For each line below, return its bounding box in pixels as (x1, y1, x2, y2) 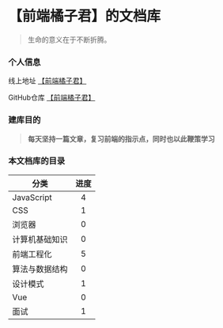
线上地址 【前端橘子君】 (8, 76, 87, 85)
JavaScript (12, 191, 53, 202)
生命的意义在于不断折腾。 (27, 35, 111, 44)
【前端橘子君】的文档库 (8, 7, 161, 25)
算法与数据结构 (12, 263, 69, 274)
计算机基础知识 (12, 234, 69, 245)
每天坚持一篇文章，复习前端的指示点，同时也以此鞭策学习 (27, 134, 215, 143)
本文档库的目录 (8, 156, 66, 167)
